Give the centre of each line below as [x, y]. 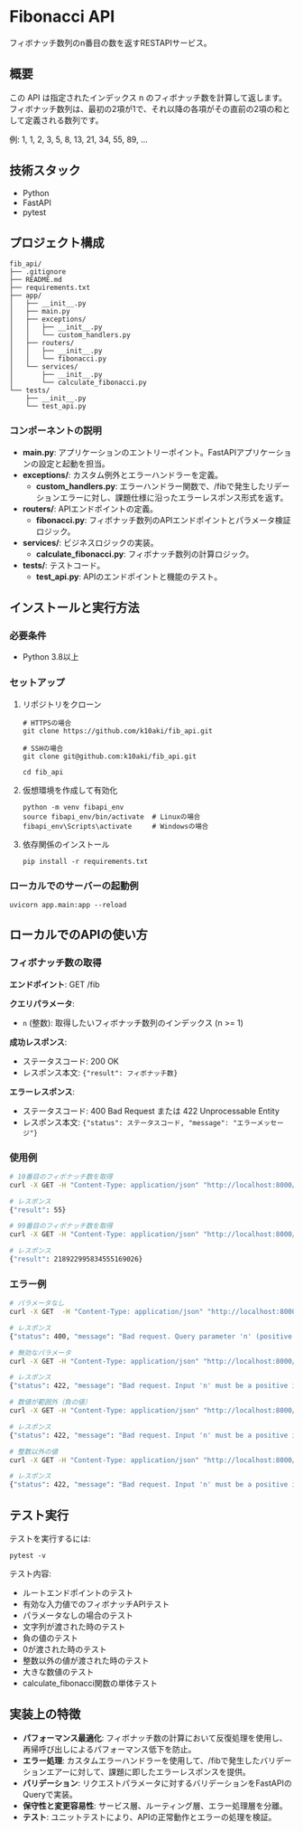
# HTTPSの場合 [47, 723]
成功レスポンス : [38, 1042]
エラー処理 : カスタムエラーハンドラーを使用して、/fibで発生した [141, 1761]
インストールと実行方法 [74, 608]
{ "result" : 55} [38, 1210]
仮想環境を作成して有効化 [70, 790]
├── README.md [36, 280]
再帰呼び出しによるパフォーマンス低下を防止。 [109, 1749]
